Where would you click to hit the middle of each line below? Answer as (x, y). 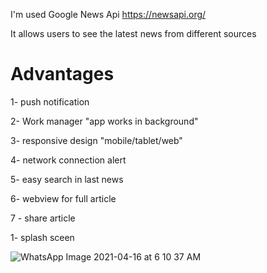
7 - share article (43, 218)
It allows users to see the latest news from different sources (133, 33)
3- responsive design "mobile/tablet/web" (96, 140)
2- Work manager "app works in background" (104, 121)
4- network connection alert (68, 160)
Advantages (62, 74)
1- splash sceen (42, 237)
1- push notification (50, 101)
